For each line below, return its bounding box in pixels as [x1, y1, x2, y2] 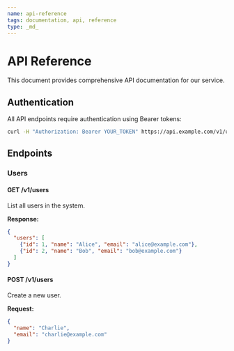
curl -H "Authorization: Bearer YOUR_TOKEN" [7, 128, 139, 136]
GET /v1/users [7, 185, 49, 194]
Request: [7, 304, 34, 313]
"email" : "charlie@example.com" [13, 331, 108, 338]
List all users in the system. [7, 201, 86, 210]
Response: [7, 214, 40, 223]
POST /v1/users [7, 276, 54, 284]
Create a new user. [7, 290, 61, 299]
